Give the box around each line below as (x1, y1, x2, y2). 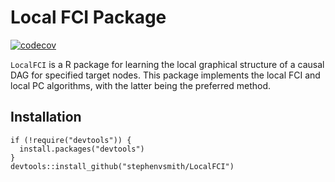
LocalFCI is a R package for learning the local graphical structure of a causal (10, 58, 325, 70)
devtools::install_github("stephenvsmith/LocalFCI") (10, 161, 235, 171)
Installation (10, 109, 82, 126)
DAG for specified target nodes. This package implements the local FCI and (10, 69, 321, 81)
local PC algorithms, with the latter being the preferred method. (10, 79, 272, 91)
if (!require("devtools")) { (10, 135, 132, 145)
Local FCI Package (10, 6, 167, 29)
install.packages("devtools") (19, 144, 145, 154)
